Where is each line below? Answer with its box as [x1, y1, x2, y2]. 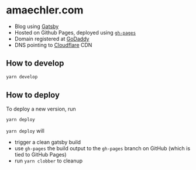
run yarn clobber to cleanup [14, 157, 83, 164]
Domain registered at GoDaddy [14, 35, 90, 42]
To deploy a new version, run [6, 106, 76, 113]
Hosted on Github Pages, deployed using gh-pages [14, 29, 136, 36]
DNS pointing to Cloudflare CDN [14, 41, 92, 48]
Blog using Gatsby [14, 23, 59, 30]
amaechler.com [6, 4, 84, 17]
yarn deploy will [6, 127, 45, 134]
